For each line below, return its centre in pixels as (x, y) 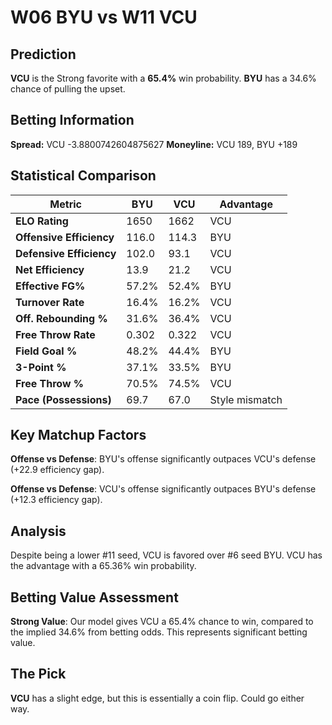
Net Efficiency (50, 269)
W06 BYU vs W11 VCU (104, 17)
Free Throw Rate (55, 334)
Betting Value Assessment (94, 597)
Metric (65, 204)
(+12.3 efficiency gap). (56, 500)
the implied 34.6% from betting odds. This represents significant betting (159, 632)
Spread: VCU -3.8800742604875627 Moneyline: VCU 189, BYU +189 (154, 144)
